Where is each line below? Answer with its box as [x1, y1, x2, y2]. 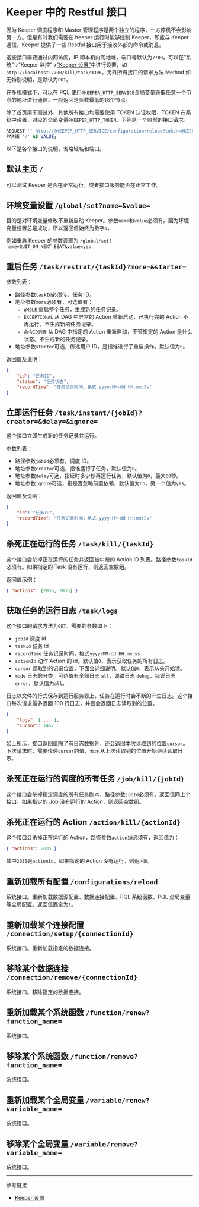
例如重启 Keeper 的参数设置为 [6, 237, 79, 244]
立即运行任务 [6, 407, 53, 417]
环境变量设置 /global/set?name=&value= [6, 200, 150, 210]
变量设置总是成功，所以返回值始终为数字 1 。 [6, 224, 113, 232]
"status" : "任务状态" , [17, 378, 69, 384]
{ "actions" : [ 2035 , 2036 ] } [6, 587, 78, 593]
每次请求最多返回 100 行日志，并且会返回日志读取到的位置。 [11, 700, 158, 707]
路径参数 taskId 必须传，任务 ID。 [14, 291, 95, 298]
